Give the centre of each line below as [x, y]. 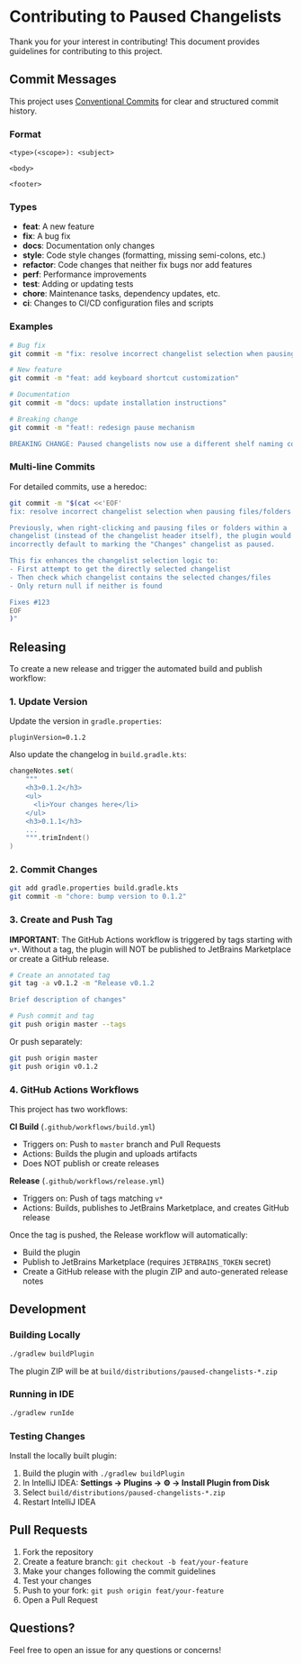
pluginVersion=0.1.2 [48, 738]
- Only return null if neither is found [86, 586]
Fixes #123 [30, 602]
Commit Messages [63, 80]
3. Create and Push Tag [61, 919]
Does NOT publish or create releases [91, 1163]
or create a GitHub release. [59, 958]
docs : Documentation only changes [89, 246]
